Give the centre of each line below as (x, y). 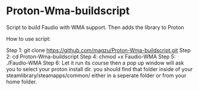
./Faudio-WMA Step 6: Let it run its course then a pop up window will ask (95, 63)
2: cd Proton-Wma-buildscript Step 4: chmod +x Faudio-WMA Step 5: (91, 56)
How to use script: (28, 38)
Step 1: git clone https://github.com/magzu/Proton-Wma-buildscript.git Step (98, 50)
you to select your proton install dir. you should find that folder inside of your (99, 69)
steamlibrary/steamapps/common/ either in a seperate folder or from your (96, 75)
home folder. (22, 82)
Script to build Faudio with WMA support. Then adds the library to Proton (95, 27)
